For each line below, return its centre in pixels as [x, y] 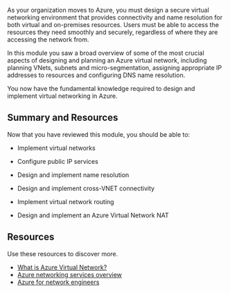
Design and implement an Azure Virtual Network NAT [93, 215]
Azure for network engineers [58, 282]
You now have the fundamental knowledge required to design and [101, 89]
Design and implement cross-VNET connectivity [86, 188]
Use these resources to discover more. [63, 253]
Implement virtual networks [56, 148]
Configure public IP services [57, 161]
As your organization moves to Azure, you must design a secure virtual [108, 10]
